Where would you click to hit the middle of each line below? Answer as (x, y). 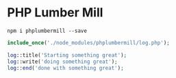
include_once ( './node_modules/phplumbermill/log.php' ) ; (88, 42)
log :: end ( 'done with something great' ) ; (66, 68)
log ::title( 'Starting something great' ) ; (67, 55)
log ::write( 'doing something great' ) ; (62, 62)
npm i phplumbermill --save (47, 31)
